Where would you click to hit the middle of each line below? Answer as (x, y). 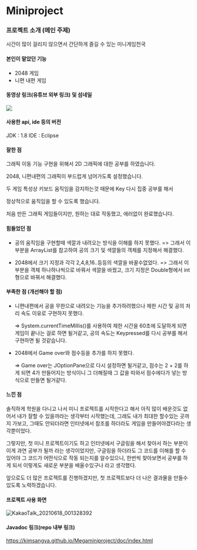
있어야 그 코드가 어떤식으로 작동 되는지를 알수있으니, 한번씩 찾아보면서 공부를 (94, 458)
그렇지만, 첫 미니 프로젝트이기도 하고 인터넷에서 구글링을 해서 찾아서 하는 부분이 (97, 443)
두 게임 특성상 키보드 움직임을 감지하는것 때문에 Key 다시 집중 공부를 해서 (90, 189)
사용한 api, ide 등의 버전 (34, 122)
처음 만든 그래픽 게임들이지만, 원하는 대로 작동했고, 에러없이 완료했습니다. (90, 214)
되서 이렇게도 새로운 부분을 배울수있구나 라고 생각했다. (74, 465)
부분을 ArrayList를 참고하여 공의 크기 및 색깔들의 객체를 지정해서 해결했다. (99, 250)
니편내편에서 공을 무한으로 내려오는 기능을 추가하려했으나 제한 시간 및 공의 (99, 306)
